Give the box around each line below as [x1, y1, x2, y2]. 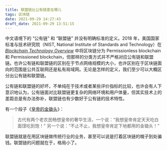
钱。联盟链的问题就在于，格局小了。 [5, 140, 80, 146]
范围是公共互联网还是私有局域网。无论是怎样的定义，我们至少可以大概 [13, 67, 158, 73]
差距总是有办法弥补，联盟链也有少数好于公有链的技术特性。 [5, 95, 127, 102]
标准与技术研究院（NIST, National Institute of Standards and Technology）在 [5, 42, 162, 48]
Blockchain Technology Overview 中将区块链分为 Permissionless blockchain [5, 48, 162, 54]
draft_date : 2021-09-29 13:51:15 [5, 21, 75, 26]
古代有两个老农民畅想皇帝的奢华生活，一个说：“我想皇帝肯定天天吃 [17, 117, 155, 123]
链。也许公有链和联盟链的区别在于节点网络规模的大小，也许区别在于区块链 [5, 60, 158, 66]
